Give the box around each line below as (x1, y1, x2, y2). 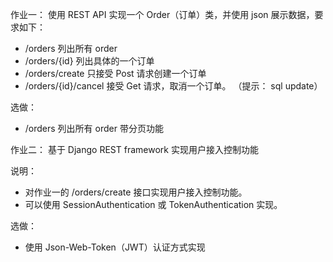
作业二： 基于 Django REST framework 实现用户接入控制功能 (10, 144, 259, 155)
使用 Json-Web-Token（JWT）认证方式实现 (24, 241, 206, 253)
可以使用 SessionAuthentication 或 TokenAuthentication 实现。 (24, 199, 283, 210)
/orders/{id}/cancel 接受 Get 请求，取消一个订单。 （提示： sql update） (24, 80, 323, 92)
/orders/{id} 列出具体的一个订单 (24, 55, 155, 67)
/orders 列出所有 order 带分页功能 (24, 123, 164, 134)
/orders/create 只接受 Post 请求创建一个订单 (24, 68, 207, 79)
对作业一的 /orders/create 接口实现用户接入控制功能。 (24, 186, 248, 198)
